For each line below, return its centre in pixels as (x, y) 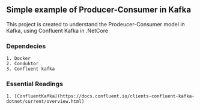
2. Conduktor (23, 64)
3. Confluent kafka (31, 69)
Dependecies (26, 46)
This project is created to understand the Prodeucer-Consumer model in (95, 24)
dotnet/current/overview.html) (45, 102)
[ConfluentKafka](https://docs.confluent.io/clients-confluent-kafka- (105, 96)
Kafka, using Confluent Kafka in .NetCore (57, 30)
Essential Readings (35, 84)
